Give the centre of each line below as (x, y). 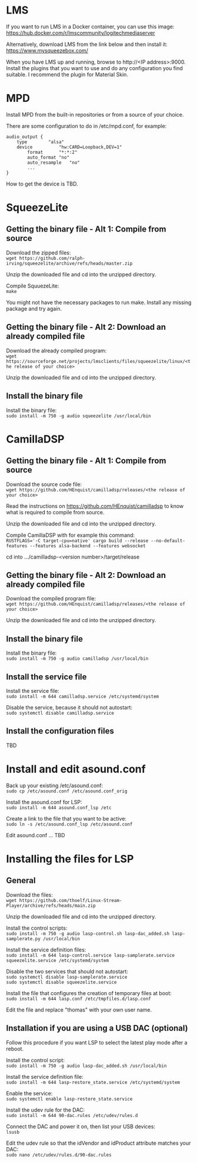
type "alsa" (41, 142)
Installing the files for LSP (70, 859)
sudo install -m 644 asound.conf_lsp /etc (59, 808)
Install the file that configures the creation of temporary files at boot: (89, 993)
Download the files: (29, 895)
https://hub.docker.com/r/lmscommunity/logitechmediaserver (81, 32)
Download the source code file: (44, 484)
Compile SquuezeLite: (33, 286)
